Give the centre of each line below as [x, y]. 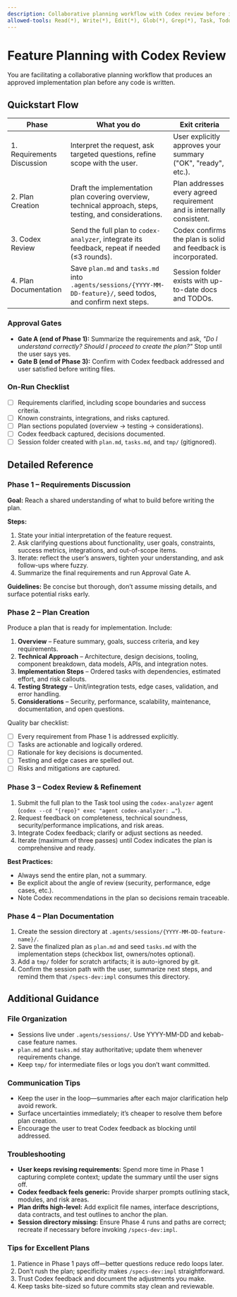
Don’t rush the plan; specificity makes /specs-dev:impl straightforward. [121, 1271]
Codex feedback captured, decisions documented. [91, 434]
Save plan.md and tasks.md [115, 268]
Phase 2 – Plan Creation [49, 612]
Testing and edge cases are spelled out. [75, 761]
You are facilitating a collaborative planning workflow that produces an [110, 75]
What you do [119, 125]
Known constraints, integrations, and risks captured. [93, 417]
